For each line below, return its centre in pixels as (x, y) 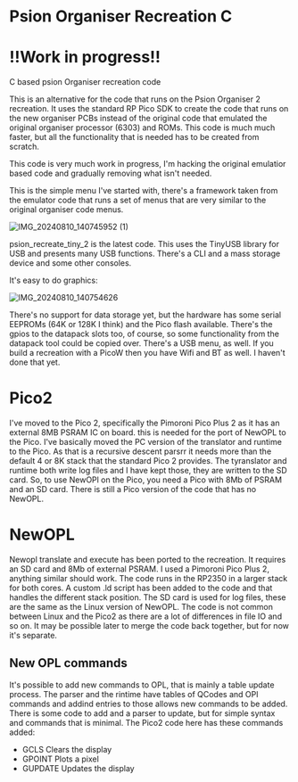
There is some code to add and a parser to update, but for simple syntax (142, 713)
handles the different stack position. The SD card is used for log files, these (148, 597)
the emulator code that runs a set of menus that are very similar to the (138, 200)
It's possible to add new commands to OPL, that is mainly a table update (142, 685)
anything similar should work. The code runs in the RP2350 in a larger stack (149, 578)
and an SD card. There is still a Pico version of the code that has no (133, 490)
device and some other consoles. (70, 263)
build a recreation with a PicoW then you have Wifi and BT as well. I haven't (147, 353)
